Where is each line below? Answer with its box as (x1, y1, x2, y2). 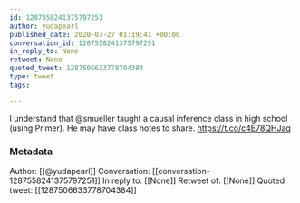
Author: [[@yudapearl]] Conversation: (9, 165, 151, 176)
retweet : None (9, 55, 63, 64)
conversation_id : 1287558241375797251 (9, 38, 156, 48)
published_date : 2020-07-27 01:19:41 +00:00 (9, 30, 180, 39)
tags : (9, 80, 30, 89)
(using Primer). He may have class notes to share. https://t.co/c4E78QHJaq (9, 123, 292, 134)
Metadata (9, 145, 53, 158)
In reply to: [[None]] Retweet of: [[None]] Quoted (102, 175, 285, 186)
